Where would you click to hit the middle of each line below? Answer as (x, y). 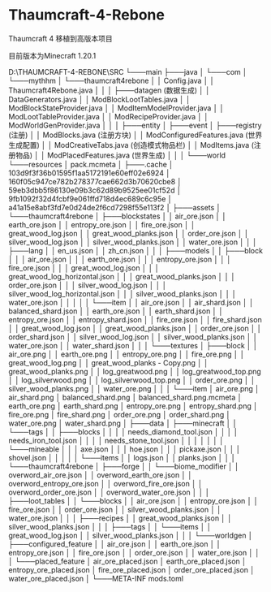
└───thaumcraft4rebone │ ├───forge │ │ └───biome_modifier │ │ (124, 466)
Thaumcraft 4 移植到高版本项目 (61, 38)
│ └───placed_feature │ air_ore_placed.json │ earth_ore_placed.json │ (128, 561)
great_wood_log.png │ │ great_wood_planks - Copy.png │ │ (108, 362)
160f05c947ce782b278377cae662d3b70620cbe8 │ (95, 181)
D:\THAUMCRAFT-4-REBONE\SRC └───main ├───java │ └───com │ (128, 71)
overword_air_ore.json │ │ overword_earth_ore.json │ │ (101, 475)
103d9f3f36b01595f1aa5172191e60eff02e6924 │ (89, 173)
